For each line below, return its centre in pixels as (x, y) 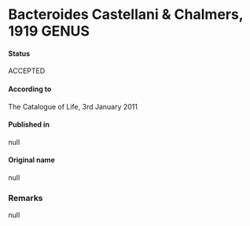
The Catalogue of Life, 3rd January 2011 (73, 106)
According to (30, 89)
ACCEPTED (27, 71)
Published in (29, 124)
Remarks (26, 198)
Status (19, 54)
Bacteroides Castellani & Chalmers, (126, 15)
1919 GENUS (49, 31)
